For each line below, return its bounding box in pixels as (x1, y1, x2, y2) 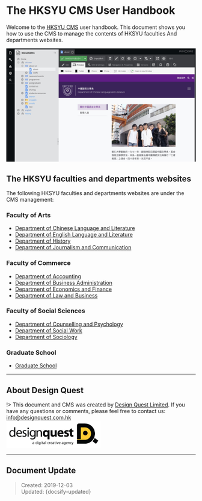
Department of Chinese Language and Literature (14, 225, 135, 232)
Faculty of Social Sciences (6, 307, 85, 315)
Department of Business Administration (14, 279, 113, 286)
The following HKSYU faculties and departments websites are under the (6, 189, 185, 196)
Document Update (6, 465, 76, 476)
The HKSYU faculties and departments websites (6, 173, 191, 184)
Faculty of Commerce (6, 259, 71, 267)
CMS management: (6, 196, 54, 203)
